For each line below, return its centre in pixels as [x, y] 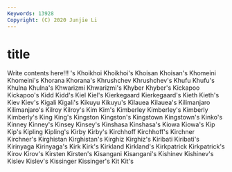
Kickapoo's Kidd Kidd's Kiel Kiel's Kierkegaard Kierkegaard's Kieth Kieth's [113, 95]
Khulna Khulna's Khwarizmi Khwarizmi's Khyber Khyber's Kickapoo [104, 88]
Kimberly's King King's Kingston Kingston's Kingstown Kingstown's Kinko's [115, 117]
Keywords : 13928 [30, 13]
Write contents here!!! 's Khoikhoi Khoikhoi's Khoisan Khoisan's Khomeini [112, 73]
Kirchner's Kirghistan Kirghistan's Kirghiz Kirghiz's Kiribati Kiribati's [103, 140]
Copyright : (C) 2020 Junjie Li [52, 20]
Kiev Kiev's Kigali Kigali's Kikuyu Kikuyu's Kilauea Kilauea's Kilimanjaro [109, 103]
